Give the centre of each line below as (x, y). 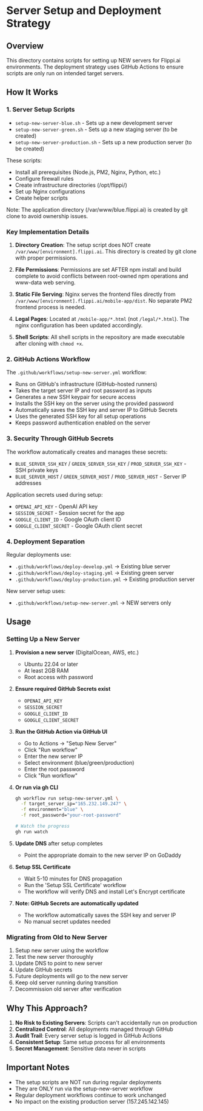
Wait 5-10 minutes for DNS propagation (73, 878)
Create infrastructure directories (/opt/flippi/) (71, 185)
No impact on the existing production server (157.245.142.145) (92, 1101)
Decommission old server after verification (68, 989)
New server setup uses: (36, 591)
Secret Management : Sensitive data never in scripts (80, 1048)
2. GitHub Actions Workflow (48, 359)
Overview (25, 46)
